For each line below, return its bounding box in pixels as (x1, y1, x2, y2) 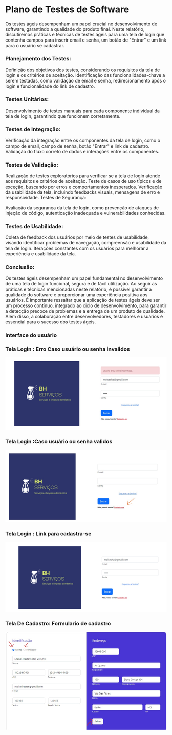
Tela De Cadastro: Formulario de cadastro (5, 620, 111, 627)
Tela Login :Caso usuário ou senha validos (5, 438, 113, 445)
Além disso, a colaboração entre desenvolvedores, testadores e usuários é (5, 313, 163, 319)
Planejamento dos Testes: (5, 55, 72, 62)
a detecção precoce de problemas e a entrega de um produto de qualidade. (5, 308, 165, 314)
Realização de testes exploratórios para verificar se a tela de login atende (5, 173, 160, 179)
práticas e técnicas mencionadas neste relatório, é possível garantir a (5, 286, 152, 292)
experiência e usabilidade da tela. (5, 251, 76, 257)
